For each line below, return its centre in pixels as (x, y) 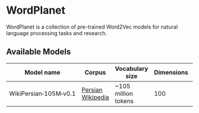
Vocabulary (131, 68)
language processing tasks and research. (57, 33)
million (124, 93)
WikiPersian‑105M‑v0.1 (42, 93)
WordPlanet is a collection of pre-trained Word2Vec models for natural (92, 27)
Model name (42, 72)
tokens (124, 101)
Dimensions (171, 72)
